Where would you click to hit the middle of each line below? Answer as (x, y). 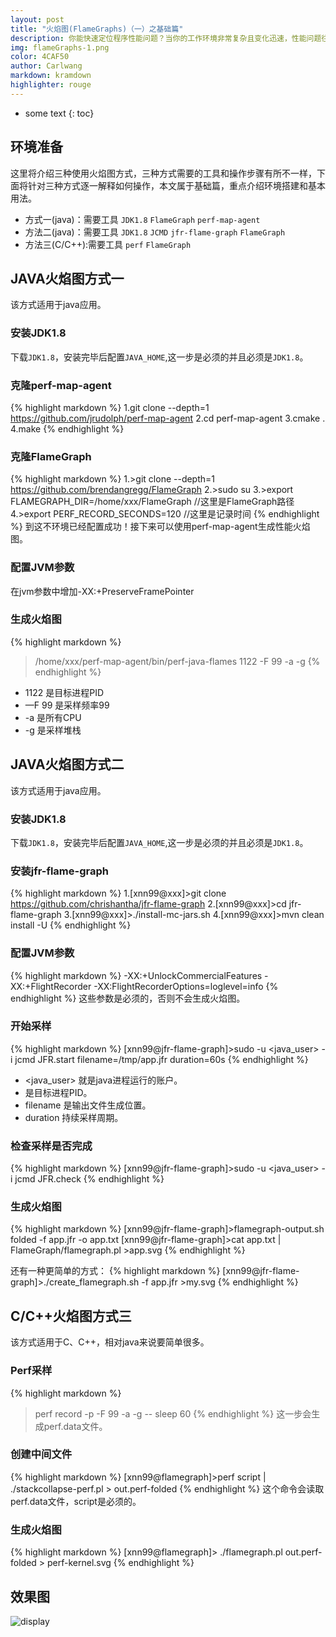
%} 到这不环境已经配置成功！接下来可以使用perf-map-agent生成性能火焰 (160, 527)
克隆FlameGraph (51, 456)
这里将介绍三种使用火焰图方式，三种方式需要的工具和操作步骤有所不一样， (163, 173)
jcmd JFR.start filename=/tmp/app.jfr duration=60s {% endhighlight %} (161, 1059)
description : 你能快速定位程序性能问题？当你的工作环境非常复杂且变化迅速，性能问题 (166, 38)
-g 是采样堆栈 (53, 730)
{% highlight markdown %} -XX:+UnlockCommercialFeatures (136, 975)
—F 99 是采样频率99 (67, 705)
